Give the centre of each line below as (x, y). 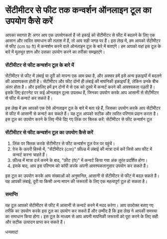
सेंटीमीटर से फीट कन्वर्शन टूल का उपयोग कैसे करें (49, 133)
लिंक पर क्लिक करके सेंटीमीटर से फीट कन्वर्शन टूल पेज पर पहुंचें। (64, 143)
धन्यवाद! (12, 232)
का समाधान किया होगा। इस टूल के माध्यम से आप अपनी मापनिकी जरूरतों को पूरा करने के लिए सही (82, 216)
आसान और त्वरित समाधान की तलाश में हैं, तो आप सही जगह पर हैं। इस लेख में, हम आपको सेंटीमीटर (83, 40)
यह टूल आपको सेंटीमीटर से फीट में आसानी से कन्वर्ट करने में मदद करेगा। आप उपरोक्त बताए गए (79, 205)
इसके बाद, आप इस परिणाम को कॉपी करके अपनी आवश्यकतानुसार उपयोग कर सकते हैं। (80, 165)
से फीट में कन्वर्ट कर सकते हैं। (29, 98)
